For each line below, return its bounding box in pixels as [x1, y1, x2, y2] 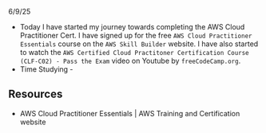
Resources [8, 88, 63, 101]
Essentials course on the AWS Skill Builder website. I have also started [19, 39, 259, 49]
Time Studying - [19, 65, 73, 74]
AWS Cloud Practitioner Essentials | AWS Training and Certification [19, 108, 240, 118]
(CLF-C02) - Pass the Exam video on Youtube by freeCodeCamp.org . [19, 56, 241, 65]
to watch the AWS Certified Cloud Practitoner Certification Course [19, 48, 249, 57]
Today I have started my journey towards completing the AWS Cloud [19, 22, 245, 31]
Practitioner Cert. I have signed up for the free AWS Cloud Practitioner [19, 31, 253, 40]
